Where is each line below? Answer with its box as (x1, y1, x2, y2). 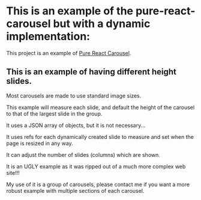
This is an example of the (6, 4, 134, 18)
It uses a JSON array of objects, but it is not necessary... (6, 122, 146, 129)
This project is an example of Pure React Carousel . (6, 49, 131, 56)
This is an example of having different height (6, 67, 177, 77)
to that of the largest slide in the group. (6, 110, 103, 117)
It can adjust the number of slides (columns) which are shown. (6, 151, 161, 158)
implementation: (6, 30, 91, 43)
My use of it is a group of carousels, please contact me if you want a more (6, 181, 190, 188)
